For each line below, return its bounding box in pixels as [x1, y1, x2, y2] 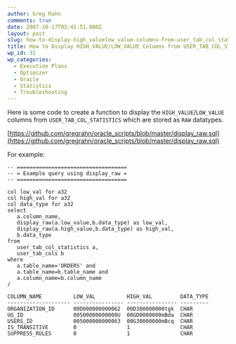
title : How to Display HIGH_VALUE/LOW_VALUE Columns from [7, 43, 181, 50]
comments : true [7, 17, 52, 24]
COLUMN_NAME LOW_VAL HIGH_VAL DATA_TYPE [7, 293, 209, 300]
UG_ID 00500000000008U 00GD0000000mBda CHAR [7, 312, 193, 319]
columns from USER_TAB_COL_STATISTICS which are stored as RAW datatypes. [7, 115, 224, 124]
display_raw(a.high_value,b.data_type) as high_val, [16, 226, 174, 233]
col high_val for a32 [7, 195, 71, 202]
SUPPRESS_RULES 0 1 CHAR [7, 330, 193, 338]
